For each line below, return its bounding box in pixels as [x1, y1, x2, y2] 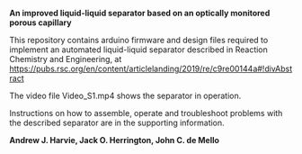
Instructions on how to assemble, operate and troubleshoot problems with [9, 108, 283, 118]
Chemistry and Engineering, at [9, 54, 122, 64]
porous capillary [9, 17, 72, 28]
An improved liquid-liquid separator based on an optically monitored [9, 8, 271, 18]
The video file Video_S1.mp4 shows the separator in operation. [9, 90, 242, 101]
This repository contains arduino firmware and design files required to [9, 35, 269, 45]
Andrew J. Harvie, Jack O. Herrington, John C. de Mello [9, 135, 220, 145]
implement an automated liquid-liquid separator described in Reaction [9, 44, 268, 55]
